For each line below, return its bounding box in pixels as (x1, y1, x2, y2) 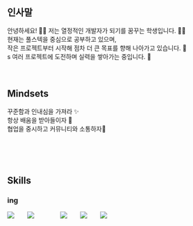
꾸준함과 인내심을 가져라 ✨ (7, 107, 80, 115)
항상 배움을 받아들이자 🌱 (7, 115, 73, 124)
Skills (7, 175, 31, 186)
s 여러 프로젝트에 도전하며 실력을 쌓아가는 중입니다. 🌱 (7, 52, 151, 60)
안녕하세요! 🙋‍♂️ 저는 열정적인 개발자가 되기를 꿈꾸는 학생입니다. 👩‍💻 (7, 26, 186, 35)
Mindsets (7, 88, 49, 99)
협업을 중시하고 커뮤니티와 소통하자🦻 (7, 124, 106, 133)
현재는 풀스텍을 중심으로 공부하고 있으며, (7, 35, 117, 43)
